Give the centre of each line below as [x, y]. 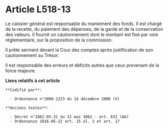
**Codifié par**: [24, 90]
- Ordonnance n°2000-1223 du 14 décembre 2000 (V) [65, 99]
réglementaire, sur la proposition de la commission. [59, 40]
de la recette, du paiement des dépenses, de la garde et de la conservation [84, 29]
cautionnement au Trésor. [32, 55]
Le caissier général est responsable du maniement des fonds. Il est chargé [84, 24]
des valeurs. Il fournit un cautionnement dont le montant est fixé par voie [82, 34]
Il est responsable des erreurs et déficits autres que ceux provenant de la [82, 65]
